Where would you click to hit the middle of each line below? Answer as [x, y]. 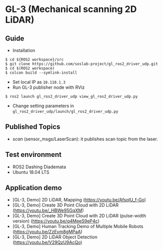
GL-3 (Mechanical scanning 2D [71, 9]
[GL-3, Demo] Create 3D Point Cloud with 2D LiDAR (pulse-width [79, 216]
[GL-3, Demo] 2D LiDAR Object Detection [55, 237]
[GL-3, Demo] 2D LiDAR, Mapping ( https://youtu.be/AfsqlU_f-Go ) [79, 200]
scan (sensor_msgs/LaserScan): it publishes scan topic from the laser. [85, 139]
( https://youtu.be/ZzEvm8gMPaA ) [47, 232]
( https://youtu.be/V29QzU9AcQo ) [47, 242]
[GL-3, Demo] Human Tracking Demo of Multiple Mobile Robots [78, 226]
